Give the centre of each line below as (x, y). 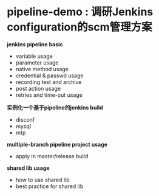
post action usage (38, 88)
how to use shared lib (42, 180)
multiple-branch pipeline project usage (57, 144)
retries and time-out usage (49, 95)
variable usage (34, 56)
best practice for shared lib (49, 186)
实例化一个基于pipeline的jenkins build (55, 107)
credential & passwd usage (49, 75)
